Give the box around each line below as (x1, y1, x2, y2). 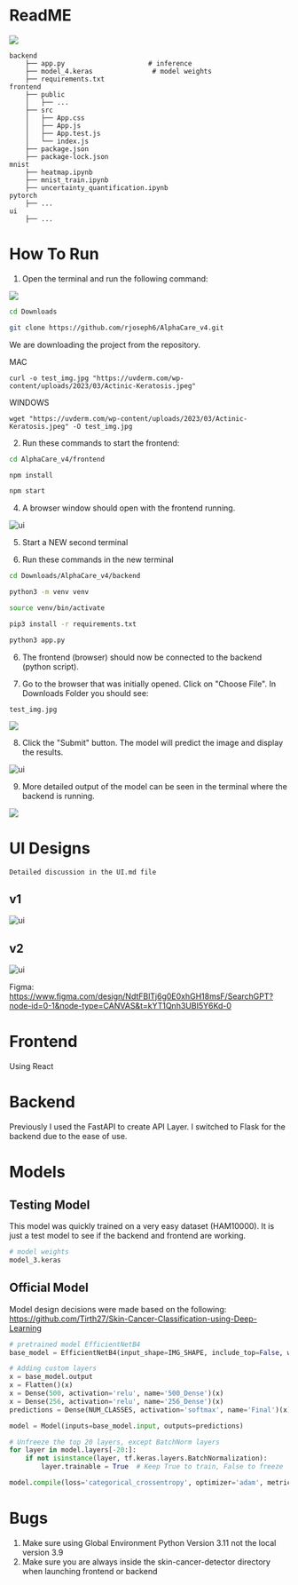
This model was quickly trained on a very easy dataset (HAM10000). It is (9, 1221, 275, 1232)
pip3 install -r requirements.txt (9, 619, 137, 629)
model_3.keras (9, 1256, 62, 1264)
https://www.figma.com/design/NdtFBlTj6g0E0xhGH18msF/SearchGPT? (9, 991, 273, 1002)
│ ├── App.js (25, 121, 82, 130)
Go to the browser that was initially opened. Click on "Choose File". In (21, 678, 277, 689)
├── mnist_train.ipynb (25, 175, 109, 185)
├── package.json (25, 144, 90, 154)
